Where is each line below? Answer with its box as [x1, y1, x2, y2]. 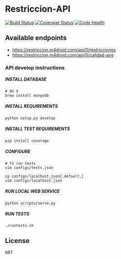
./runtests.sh [5, 223, 34, 228]
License [5, 236, 30, 245]
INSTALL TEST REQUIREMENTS [5, 126, 70, 132]
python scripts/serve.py [5, 201, 56, 206]
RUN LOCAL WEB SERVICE [5, 188, 60, 194]
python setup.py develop [5, 116, 56, 120]
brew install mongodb [5, 93, 49, 98]
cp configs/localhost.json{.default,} [5, 174, 84, 179]
